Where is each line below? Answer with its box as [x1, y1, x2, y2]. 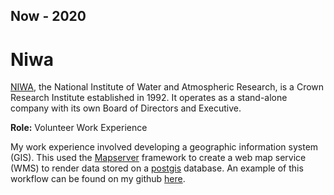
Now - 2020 [10, 8, 87, 25]
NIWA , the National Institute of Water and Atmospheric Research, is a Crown [10, 81, 325, 93]
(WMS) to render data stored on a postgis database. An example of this [10, 162, 304, 174]
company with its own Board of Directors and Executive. [10, 102, 242, 114]
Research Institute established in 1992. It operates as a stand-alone [10, 92, 288, 104]
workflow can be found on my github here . [10, 173, 186, 185]
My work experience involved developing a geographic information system [10, 141, 319, 153]
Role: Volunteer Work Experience [10, 122, 148, 134]
